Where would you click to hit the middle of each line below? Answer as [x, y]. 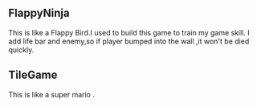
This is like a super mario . [51, 94]
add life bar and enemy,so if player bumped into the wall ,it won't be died [129, 41]
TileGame [33, 75]
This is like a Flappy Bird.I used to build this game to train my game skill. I [129, 32]
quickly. [21, 49]
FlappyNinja [39, 13]
